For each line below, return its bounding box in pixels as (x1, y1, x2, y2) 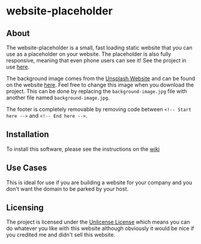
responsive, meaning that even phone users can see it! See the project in (6, 57, 187, 64)
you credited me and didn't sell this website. (6, 231, 116, 239)
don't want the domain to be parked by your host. (6, 185, 129, 192)
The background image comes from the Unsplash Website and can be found (6, 75, 196, 82)
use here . (6, 63, 30, 70)
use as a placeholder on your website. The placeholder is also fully (6, 50, 172, 58)
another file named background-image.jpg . (6, 94, 110, 101)
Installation (6, 129, 49, 139)
